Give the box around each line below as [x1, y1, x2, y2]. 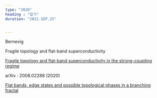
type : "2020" [5, 7, 32, 12]
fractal [5, 88, 19, 94]
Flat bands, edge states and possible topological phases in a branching [5, 82, 151, 88]
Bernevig [5, 39, 24, 45]
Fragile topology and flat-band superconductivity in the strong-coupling [5, 58, 153, 64]
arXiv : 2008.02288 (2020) [5, 73, 61, 79]
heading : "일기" [5, 12, 39, 17]
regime [5, 63, 20, 69]
